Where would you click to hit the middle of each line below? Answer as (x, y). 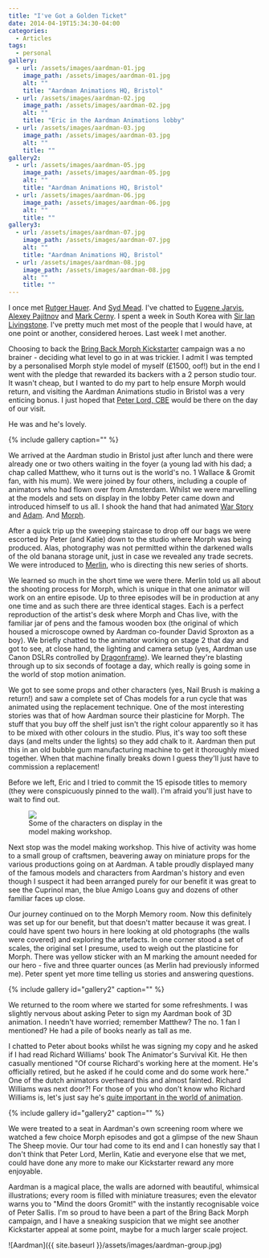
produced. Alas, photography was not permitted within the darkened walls (131, 548)
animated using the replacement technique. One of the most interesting (126, 707)
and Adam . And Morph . (47, 515)
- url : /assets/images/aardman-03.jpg (81, 128)
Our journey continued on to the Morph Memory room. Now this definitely (130, 914)
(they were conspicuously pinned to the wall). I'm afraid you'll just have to (130, 791)
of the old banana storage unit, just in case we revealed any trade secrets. (131, 556)
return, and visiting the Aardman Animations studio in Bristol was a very (126, 391)
